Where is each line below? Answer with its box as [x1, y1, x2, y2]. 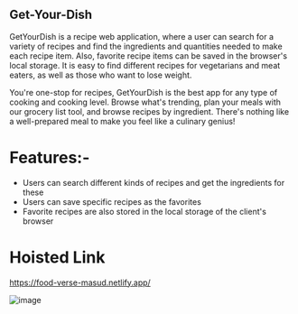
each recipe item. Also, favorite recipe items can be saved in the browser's [9, 50, 287, 61]
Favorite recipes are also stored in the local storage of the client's [22, 206, 266, 217]
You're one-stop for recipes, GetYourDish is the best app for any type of [9, 87, 278, 97]
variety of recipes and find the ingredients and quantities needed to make [9, 41, 283, 51]
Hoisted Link [9, 247, 106, 267]
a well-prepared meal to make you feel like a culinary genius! [9, 115, 236, 126]
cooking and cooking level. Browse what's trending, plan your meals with [9, 97, 282, 107]
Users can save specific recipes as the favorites [22, 196, 201, 207]
